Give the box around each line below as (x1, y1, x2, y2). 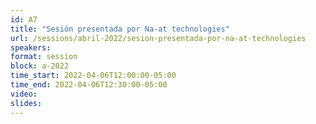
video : (10, 89, 38, 99)
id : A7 (10, 14, 38, 25)
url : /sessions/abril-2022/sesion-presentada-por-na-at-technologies (10, 33, 307, 43)
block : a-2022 (10, 61, 70, 71)
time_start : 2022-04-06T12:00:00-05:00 (10, 71, 177, 81)
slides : (10, 98, 43, 108)
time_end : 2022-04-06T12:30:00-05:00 (10, 80, 168, 90)
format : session (10, 52, 78, 62)
